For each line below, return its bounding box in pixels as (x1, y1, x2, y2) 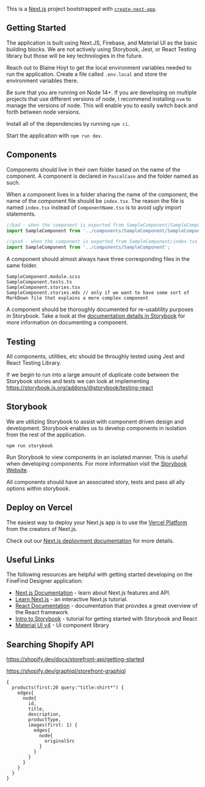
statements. (6, 210, 37, 218)
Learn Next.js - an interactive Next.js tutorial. (15, 596, 128, 603)
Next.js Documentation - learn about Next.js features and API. (15, 589, 171, 596)
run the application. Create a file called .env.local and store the (6, 70, 167, 78)
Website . (6, 466, 29, 474)
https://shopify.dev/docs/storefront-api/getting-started (6, 656, 145, 663)
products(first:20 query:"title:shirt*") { (12, 684, 124, 691)
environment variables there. (6, 76, 79, 84)
